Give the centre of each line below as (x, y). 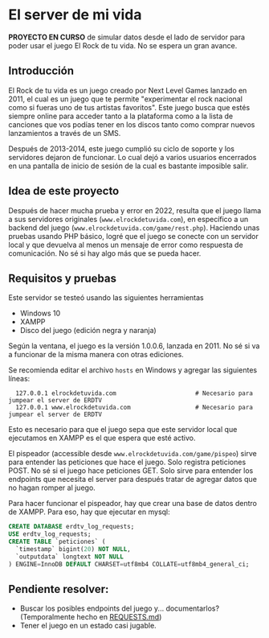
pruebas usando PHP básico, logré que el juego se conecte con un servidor (134, 236)
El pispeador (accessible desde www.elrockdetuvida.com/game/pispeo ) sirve (132, 454)
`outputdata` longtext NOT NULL (70, 557)
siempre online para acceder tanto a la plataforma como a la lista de (121, 116)
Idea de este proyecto (64, 191)
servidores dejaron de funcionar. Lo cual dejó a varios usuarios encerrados (132, 157)
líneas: (19, 379)
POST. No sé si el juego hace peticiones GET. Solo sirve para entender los (131, 471)
